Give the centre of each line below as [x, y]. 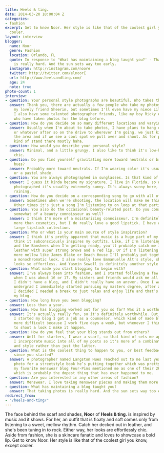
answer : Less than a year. [37, 305]
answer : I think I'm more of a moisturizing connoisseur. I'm [74, 219]
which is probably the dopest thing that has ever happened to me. [84, 373]
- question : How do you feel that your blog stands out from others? [77, 332]
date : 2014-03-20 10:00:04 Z [35, 14]
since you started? [34, 355]
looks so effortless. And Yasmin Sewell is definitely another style [86, 264]
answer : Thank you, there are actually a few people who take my [77, 105]
